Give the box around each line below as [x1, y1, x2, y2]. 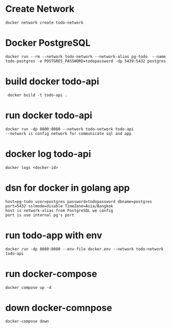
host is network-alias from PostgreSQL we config [5, 208, 114, 213]
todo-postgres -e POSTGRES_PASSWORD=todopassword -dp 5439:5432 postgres [5, 59, 166, 64]
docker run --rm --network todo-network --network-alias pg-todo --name [5, 54, 166, 59]
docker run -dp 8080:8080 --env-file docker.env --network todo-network [5, 246, 164, 251]
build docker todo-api [5, 75, 99, 87]
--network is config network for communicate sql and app [5, 131, 132, 136]
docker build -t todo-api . [7, 92, 68, 98]
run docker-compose [5, 268, 97, 280]
